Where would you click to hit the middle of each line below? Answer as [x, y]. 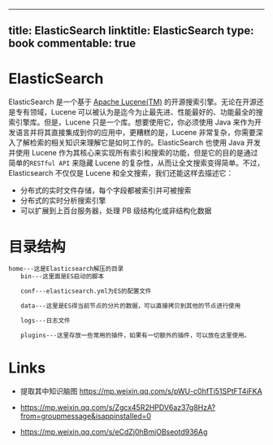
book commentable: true [72, 44]
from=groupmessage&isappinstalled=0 [86, 417]
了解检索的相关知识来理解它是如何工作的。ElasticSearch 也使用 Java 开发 [138, 142]
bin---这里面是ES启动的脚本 [62, 277]
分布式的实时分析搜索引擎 [63, 201]
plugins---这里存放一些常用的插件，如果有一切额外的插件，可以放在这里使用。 [135, 335]
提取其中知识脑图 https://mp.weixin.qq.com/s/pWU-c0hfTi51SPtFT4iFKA [141, 391]
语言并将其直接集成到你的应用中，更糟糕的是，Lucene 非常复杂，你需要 [135, 133]
